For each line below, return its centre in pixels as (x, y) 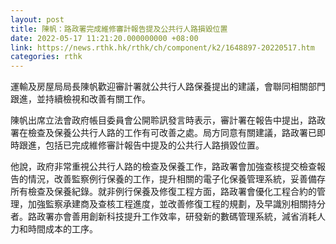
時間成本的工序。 (62, 229)
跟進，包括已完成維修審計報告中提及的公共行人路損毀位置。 (141, 145)
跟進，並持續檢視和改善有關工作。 (80, 99)
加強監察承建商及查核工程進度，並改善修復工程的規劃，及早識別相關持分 (176, 204)
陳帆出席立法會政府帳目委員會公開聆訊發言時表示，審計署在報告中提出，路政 (168, 120)
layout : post (37, 19)
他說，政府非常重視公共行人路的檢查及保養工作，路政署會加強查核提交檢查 (163, 167)
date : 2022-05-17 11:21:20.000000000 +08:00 (104, 38)
